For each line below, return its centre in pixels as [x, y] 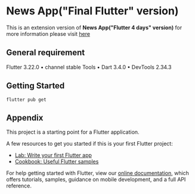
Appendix [25, 118]
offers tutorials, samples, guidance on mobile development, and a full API [96, 180]
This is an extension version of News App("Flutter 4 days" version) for [94, 27]
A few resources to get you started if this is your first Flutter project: [89, 144]
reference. [19, 186]
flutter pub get [26, 100]
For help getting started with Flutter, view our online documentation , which [98, 173]
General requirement [46, 53]
